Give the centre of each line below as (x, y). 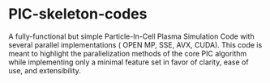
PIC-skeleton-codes (78, 14)
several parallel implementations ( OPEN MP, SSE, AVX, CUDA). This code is (135, 44)
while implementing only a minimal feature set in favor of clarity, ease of (129, 62)
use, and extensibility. (45, 70)
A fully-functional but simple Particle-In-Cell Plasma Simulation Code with (131, 36)
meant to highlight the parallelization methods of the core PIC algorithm (128, 53)
